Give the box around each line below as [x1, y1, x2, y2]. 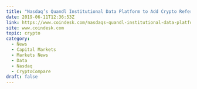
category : [6, 36, 30, 42]
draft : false [6, 74, 38, 80]
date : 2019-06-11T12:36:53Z [6, 14, 75, 20]
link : [6, 19, 19, 25]
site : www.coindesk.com [6, 25, 64, 31]
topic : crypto [6, 30, 41, 36]
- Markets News [11, 52, 49, 58]
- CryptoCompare [11, 69, 51, 74]
